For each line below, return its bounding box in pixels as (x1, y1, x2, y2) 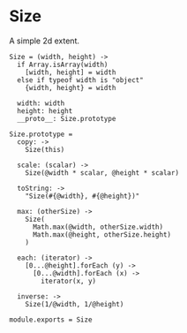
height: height (17, 106, 73, 116)
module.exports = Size (9, 315, 93, 324)
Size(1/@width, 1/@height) (25, 299, 124, 308)
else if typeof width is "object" (17, 75, 144, 85)
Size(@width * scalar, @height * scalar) (25, 168, 179, 178)
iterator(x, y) (41, 276, 97, 285)
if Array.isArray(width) (17, 60, 108, 69)
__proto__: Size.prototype (17, 114, 116, 123)
